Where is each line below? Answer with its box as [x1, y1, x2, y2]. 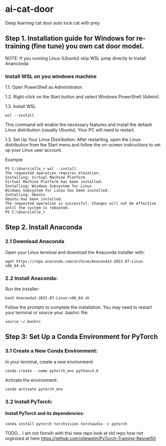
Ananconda [5, 61, 29, 66]
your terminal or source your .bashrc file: [5, 310, 89, 316]
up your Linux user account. [5, 147, 63, 153]
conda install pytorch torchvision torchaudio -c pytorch [5, 421, 127, 426]
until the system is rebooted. [5, 205, 70, 210]
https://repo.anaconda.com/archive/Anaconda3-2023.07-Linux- [16, 259, 145, 264]
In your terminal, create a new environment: [5, 359, 94, 365]
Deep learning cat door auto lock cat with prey [5, 20, 100, 26]
